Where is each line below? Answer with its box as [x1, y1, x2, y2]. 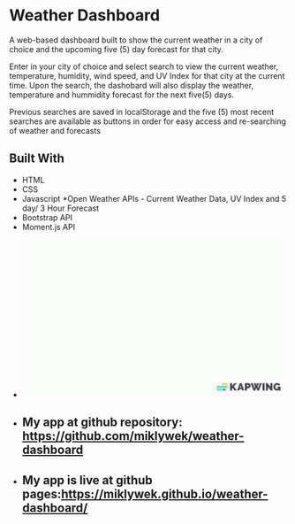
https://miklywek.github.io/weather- [61, 486, 269, 501]
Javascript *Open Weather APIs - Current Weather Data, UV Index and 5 [21, 193, 287, 204]
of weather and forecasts [9, 125, 102, 135]
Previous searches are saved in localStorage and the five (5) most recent [9, 106, 275, 117]
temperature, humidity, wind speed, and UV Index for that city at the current [9, 70, 285, 81]
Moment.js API [21, 221, 76, 232]
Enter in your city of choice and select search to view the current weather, [9, 61, 279, 72]
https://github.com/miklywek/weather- [21, 428, 245, 443]
